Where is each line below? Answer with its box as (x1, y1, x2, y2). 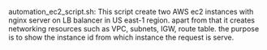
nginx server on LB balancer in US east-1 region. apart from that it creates (8, 15, 256, 25)
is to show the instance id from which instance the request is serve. (8, 32, 235, 42)
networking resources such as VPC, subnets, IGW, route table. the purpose (8, 24, 260, 33)
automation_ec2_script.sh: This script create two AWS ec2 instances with (8, 7, 254, 16)
